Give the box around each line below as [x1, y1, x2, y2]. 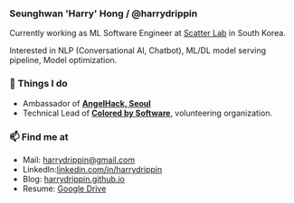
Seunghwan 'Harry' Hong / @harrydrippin [9, 7, 198, 20]
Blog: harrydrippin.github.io [22, 173, 125, 184]
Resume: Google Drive [22, 183, 107, 194]
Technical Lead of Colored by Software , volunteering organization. [22, 107, 273, 118]
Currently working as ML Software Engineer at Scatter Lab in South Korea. [9, 28, 287, 39]
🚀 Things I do [9, 78, 68, 90]
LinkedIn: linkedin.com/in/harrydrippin [22, 163, 163, 174]
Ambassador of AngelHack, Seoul [22, 97, 151, 108]
